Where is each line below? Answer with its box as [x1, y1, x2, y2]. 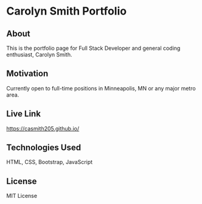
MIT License [6, 192, 38, 200]
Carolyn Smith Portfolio [6, 4, 127, 18]
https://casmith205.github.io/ [6, 124, 80, 132]
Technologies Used [6, 143, 81, 153]
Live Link [6, 109, 41, 119]
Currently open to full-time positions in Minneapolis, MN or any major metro [6, 84, 196, 92]
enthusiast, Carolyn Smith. [6, 51, 72, 58]
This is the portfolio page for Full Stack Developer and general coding [6, 44, 181, 52]
